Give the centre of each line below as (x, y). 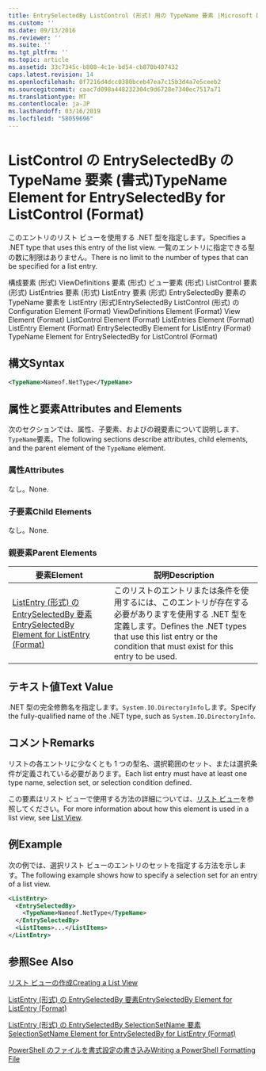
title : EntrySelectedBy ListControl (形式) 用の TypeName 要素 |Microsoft (131, 15)
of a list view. (30, 884)
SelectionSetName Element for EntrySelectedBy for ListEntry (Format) (122, 1033)
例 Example (35, 845)
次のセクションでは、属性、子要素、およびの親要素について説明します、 (126, 430)
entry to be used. (145, 656)
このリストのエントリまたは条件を (177, 591)
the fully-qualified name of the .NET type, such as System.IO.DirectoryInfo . (132, 716)
